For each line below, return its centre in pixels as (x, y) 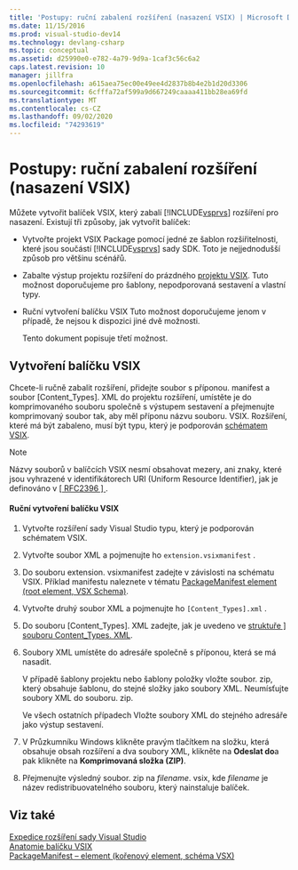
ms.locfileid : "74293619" (57, 125)
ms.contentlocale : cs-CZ (55, 109)
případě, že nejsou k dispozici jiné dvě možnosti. (111, 320)
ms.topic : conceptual (49, 51)
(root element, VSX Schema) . (75, 591)
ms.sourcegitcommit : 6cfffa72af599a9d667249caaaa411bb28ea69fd (129, 92)
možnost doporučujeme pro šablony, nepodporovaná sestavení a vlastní (154, 285)
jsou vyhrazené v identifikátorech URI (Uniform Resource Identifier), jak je (144, 479)
